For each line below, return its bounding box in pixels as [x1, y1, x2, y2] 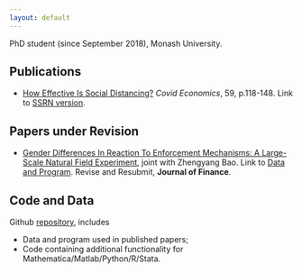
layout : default [9, 13, 70, 23]
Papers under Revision [9, 123, 140, 139]
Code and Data [9, 193, 95, 208]
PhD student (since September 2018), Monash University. [9, 38, 223, 49]
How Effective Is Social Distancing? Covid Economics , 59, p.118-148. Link [22, 87, 293, 99]
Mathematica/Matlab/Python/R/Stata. [22, 253, 161, 264]
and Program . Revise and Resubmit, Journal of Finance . [22, 167, 232, 177]
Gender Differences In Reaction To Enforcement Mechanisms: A [22, 148, 260, 159]
